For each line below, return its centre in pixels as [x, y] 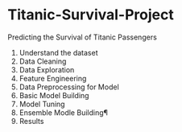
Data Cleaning [43, 61]
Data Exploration [47, 69]
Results [31, 121]
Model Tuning [42, 104]
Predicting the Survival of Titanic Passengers [83, 37]
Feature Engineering [53, 78]
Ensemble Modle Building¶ [63, 112]
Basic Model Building [54, 95]
